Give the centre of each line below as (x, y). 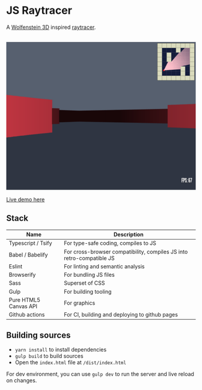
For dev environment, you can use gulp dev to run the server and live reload (100, 374)
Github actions (27, 315)
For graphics (80, 303)
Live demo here (26, 199)
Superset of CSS (84, 283)
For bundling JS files (90, 275)
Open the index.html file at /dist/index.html (70, 362)
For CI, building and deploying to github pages (121, 315)
